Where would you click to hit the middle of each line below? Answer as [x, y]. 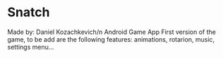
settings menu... [31, 47]
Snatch [29, 12]
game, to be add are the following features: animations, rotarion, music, [111, 39]
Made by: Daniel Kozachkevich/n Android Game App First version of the [112, 32]
